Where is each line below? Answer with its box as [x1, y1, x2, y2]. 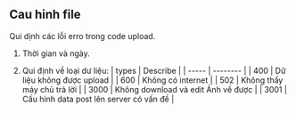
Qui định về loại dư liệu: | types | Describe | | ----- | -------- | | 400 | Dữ [21, 65, 286, 76]
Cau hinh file [9, 7, 82, 22]
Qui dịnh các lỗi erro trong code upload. [9, 30, 156, 41]
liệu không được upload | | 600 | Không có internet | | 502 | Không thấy [21, 75, 284, 85]
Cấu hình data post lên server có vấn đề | [21, 93, 175, 104]
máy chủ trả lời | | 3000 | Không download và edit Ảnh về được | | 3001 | [21, 84, 288, 94]
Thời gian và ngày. [21, 48, 91, 59]
